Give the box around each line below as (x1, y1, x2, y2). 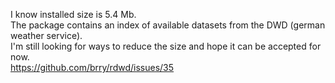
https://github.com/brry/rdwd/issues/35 (10, 62, 175, 73)
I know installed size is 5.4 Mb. (10, 9, 137, 20)
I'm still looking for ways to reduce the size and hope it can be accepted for (10, 40, 322, 52)
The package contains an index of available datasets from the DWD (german (10, 19, 326, 31)
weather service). (10, 30, 83, 41)
